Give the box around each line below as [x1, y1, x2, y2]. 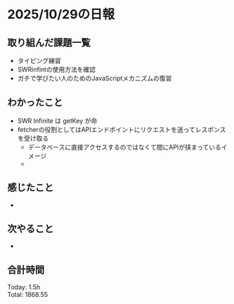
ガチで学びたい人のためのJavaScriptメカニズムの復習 [17, 74, 172, 82]
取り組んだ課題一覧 [7, 37, 91, 48]
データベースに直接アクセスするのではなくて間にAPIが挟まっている [27, 143, 221, 151]
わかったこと [7, 96, 63, 109]
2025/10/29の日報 [7, 6, 115, 22]
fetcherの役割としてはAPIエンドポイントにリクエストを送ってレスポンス [17, 125, 226, 133]
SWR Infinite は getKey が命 [17, 117, 98, 125]
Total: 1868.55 [7, 291, 48, 299]
